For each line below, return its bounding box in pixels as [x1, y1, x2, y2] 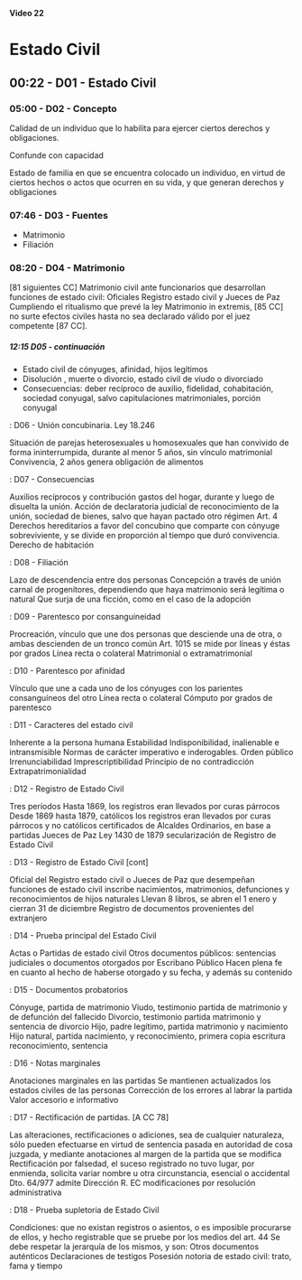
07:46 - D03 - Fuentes [9, 209, 108, 221]
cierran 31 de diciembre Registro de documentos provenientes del [9, 903, 254, 914]
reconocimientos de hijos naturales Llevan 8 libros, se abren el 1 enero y [9, 893, 278, 904]
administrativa [9, 1187, 62, 1198]
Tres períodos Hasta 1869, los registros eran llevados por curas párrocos [9, 801, 280, 812]
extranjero [9, 912, 48, 924]
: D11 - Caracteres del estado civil [9, 720, 133, 731]
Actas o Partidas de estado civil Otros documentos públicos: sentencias [9, 948, 277, 958]
